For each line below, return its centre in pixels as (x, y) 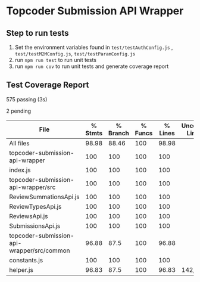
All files (19, 143)
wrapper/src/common (40, 250)
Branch (119, 133)
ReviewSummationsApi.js (44, 197)
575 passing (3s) (27, 99)
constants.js (26, 260)
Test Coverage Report (48, 85)
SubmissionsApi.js (35, 226)
